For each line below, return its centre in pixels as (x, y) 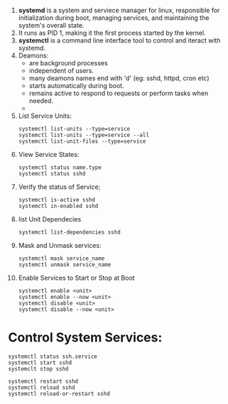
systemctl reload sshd (42, 387)
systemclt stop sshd (39, 368)
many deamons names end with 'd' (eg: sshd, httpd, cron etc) (119, 78)
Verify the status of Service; (59, 187)
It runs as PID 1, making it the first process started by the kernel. (112, 33)
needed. (41, 101)
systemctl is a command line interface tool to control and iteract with (119, 40)
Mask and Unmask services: (60, 245)
